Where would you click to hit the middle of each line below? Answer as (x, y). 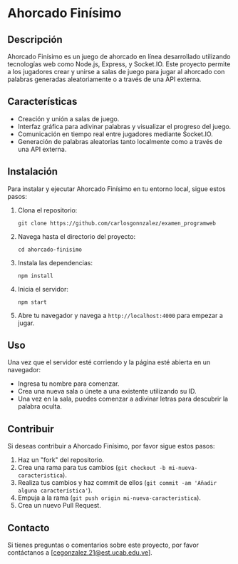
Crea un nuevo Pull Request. (59, 506)
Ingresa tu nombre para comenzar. (68, 384)
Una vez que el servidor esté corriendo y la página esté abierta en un (109, 362)
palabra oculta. (40, 406)
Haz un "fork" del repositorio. (61, 460)
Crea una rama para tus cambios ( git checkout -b (92, 468)
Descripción (35, 40)
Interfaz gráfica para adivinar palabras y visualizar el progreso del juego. (124, 126)
